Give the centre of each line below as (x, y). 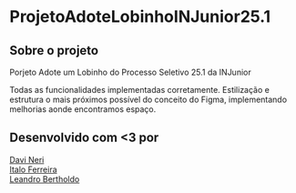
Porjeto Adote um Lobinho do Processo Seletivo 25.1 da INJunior (131, 72)
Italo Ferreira (33, 169)
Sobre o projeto (54, 51)
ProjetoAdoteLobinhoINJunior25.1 (140, 17)
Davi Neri (27, 159)
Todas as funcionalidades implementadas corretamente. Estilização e (140, 90)
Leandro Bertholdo (45, 178)
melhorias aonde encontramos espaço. (83, 109)
